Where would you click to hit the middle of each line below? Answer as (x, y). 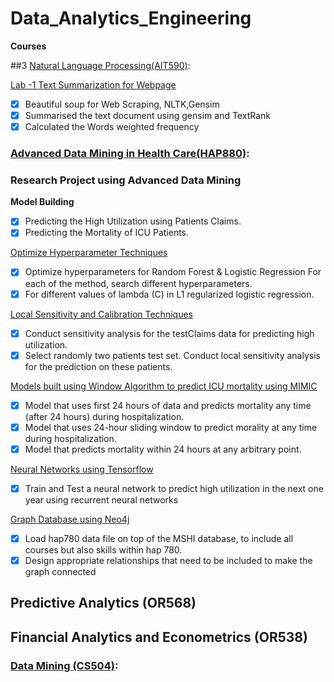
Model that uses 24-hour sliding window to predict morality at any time (171, 427)
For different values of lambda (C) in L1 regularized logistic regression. (169, 294)
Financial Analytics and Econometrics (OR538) (159, 637)
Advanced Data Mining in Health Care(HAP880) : (130, 154)
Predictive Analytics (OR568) (103, 603)
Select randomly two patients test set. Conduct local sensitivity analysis (172, 355)
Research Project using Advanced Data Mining (126, 180)
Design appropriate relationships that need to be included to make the (168, 561)
